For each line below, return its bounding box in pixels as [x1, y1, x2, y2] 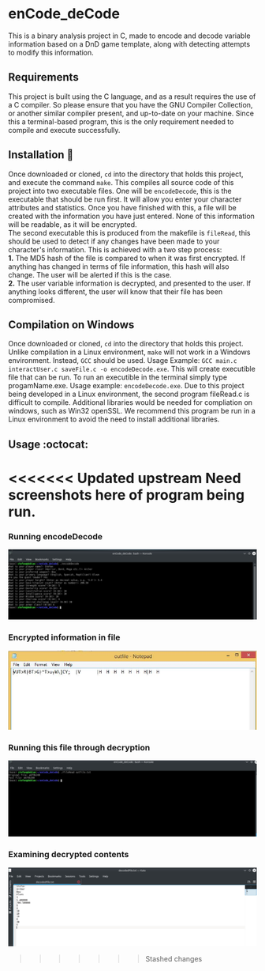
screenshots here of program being [8, 485, 245, 504]
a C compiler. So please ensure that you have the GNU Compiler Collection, [8, 100, 253, 109]
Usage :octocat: [8, 437, 89, 451]
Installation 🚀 [8, 148, 74, 162]
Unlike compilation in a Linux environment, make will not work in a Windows [8, 347, 251, 357]
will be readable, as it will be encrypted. [8, 219, 137, 229]
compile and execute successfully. [8, 125, 121, 134]
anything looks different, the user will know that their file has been [8, 286, 223, 297]
